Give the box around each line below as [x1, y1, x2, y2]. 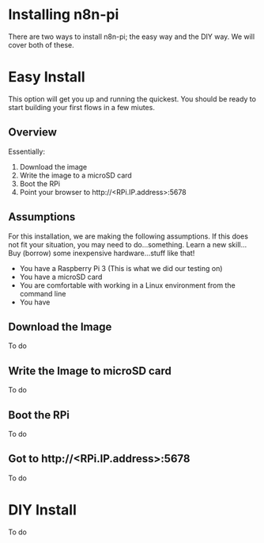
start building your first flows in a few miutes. [8, 102, 156, 112]
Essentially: [8, 147, 46, 156]
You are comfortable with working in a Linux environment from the [19, 280, 236, 290]
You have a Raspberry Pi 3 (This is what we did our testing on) [19, 263, 223, 273]
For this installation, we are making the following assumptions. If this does [8, 231, 249, 241]
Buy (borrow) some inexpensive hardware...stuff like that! [8, 248, 195, 258]
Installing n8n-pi [8, 6, 119, 24]
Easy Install [8, 68, 85, 86]
